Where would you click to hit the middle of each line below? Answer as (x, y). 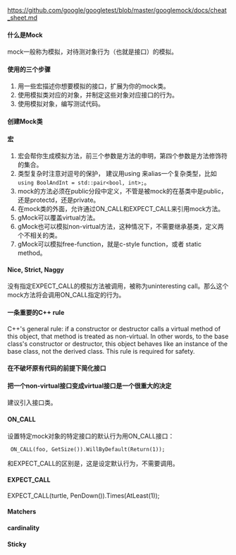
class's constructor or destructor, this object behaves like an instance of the (117, 344)
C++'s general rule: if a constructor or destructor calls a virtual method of (114, 328)
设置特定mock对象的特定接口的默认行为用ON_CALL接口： (91, 436)
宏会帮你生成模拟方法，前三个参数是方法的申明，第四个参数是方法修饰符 (122, 156)
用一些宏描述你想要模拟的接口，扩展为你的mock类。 (94, 86)
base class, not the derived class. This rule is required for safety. (101, 351)
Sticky (17, 544)
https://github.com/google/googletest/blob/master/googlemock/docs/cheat (117, 10)
